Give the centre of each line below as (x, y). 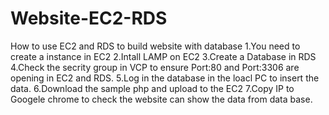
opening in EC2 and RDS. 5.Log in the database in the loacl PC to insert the (165, 78)
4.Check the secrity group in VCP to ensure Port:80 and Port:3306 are (155, 67)
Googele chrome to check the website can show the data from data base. (161, 99)
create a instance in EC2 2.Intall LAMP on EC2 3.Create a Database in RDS (163, 56)
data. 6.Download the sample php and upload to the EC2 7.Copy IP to (152, 88)
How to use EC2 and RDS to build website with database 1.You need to (155, 46)
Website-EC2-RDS (89, 18)
